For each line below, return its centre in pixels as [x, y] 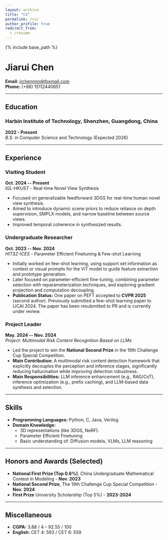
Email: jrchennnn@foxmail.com [37, 81]
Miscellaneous [28, 515]
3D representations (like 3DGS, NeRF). [59, 430]
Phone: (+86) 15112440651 [33, 86]
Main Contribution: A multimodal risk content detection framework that [86, 360]
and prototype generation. [39, 274]
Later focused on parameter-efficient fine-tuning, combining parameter [86, 279]
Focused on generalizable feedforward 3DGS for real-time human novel [86, 198]
